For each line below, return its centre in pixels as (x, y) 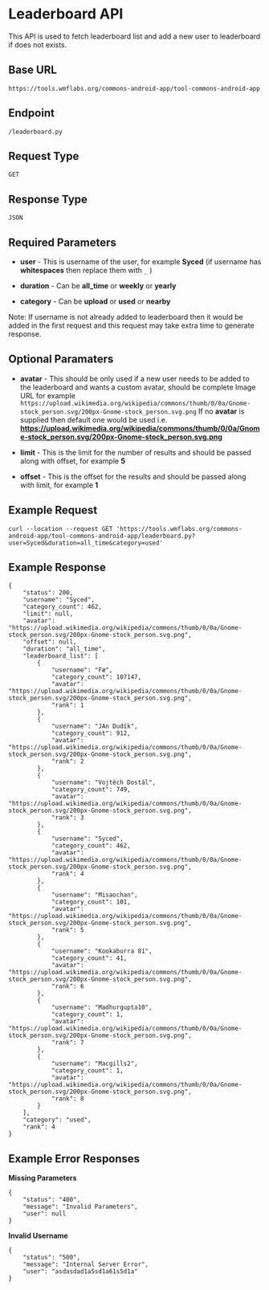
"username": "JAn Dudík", (94, 727)
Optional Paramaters (61, 359)
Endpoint (31, 113)
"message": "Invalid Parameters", (80, 1207)
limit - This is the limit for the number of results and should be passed (135, 452)
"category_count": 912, (91, 733)
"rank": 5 (67, 930)
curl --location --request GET (61, 529)
